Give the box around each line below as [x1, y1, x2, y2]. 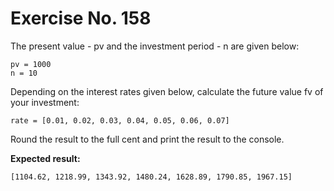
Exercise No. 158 [10, 7, 152, 30]
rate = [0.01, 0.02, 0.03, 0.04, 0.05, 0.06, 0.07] [10, 115, 230, 126]
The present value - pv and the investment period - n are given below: [10, 40, 300, 52]
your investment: [10, 96, 80, 108]
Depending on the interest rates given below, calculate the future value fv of [10, 85, 324, 97]
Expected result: [10, 152, 81, 164]
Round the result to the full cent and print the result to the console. [10, 133, 285, 145]
